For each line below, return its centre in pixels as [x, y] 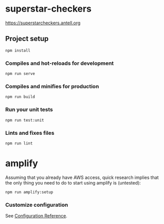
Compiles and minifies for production [52, 86]
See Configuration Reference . [36, 216]
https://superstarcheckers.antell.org [43, 23]
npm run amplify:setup [29, 192]
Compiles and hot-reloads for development [60, 63]
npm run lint [19, 143]
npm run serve [20, 74]
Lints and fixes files [30, 133]
